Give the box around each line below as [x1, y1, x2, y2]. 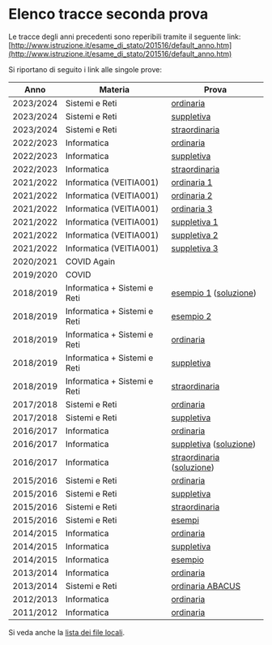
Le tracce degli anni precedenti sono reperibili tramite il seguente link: [8, 32, 241, 41]
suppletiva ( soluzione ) [171, 438, 257, 449]
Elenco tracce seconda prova [8, 5, 209, 24]
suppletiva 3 [171, 243, 219, 254]
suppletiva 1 [171, 216, 219, 227]
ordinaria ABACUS [171, 580, 241, 591]
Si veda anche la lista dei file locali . [8, 627, 125, 637]
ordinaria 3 [171, 203, 213, 214]
